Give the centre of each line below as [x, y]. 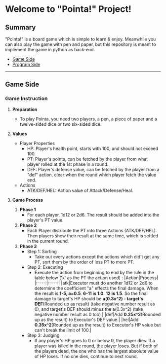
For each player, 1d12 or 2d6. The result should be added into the [93, 215]
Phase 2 [28, 225]
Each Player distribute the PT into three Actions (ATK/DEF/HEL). [92, 230]
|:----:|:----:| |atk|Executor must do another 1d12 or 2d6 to [94, 283]
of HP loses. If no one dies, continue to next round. [86, 356]
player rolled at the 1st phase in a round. [68, 164]
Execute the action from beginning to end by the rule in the [94, 272]
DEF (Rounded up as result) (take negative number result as [95, 304]
